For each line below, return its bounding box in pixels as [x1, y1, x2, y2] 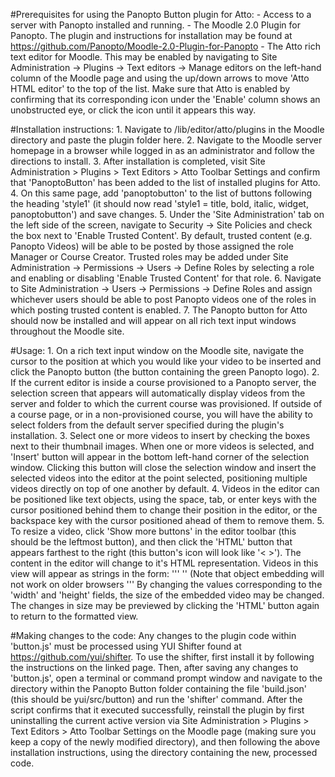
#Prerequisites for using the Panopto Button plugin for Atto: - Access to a [10, 9, 312, 20]
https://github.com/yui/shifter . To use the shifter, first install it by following [10, 651, 315, 663]
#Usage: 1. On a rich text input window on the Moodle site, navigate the [10, 345, 305, 356]
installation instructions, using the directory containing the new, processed [10, 747, 318, 758]
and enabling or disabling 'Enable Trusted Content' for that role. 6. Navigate [10, 272, 322, 284]
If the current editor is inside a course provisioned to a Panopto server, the [10, 377, 317, 388]
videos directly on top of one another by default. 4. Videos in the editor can [10, 483, 320, 494]
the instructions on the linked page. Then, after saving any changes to [10, 662, 299, 673]
